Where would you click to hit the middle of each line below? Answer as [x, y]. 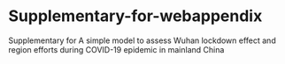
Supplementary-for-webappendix [135, 16]
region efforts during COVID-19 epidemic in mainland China [116, 49]
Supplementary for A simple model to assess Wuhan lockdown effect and [142, 40]
